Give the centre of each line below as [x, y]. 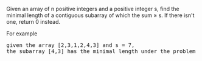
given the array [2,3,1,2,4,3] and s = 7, [71, 45]
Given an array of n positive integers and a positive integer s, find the [93, 9]
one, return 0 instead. [33, 22]
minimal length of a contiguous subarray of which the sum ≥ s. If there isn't [100, 15]
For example [22, 34]
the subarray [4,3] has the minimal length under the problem [101, 51]
